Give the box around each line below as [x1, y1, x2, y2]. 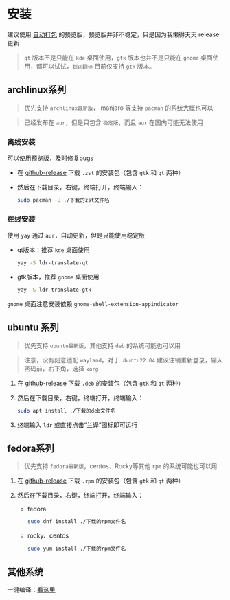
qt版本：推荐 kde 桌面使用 [16, 246, 91, 254]
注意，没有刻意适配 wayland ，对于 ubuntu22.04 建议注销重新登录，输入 [23, 356, 223, 364]
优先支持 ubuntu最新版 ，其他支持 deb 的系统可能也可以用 [23, 341, 181, 349]
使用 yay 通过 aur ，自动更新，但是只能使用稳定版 [7, 231, 146, 240]
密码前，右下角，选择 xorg [23, 365, 99, 373]
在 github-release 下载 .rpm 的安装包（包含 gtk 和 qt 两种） [16, 476, 185, 485]
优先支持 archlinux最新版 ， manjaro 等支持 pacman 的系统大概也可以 [23, 104, 214, 112]
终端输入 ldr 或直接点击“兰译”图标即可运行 [16, 420, 138, 429]
